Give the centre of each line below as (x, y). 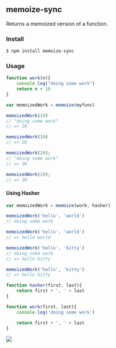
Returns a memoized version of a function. (57, 23)
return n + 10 (34, 89)
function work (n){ (28, 78)
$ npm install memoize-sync (40, 51)
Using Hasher (23, 193)
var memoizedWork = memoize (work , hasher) (58, 205)
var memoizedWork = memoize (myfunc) (50, 105)
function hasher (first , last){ (44, 285)
